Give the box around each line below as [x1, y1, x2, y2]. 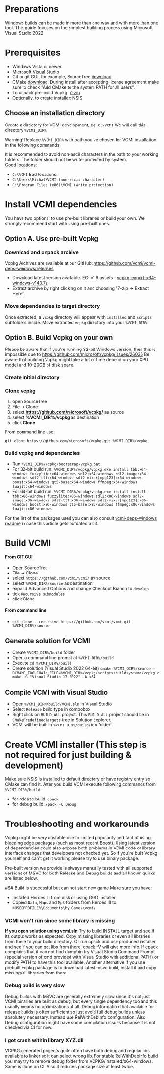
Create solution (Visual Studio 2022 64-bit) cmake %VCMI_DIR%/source [12, 665, 151, 671]
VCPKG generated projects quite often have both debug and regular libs [5, 1048, 150, 1053]
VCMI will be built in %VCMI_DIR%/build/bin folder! [12, 722, 112, 728]
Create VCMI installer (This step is [5, 739, 147, 750]
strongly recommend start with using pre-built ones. [5, 220, 110, 226]
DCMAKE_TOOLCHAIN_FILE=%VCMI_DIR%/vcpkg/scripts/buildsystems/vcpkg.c [12, 671, 160, 675]
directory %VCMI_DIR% [5, 127, 47, 133]
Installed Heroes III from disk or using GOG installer [12, 895, 116, 900]
